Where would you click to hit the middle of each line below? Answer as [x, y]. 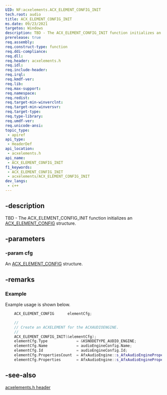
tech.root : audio [23, 14]
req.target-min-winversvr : [33, 107]
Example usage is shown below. [38, 305]
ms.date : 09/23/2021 [27, 24]
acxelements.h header [28, 387]
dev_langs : [16, 181]
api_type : [15, 139]
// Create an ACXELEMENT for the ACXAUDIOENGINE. [67, 327]
